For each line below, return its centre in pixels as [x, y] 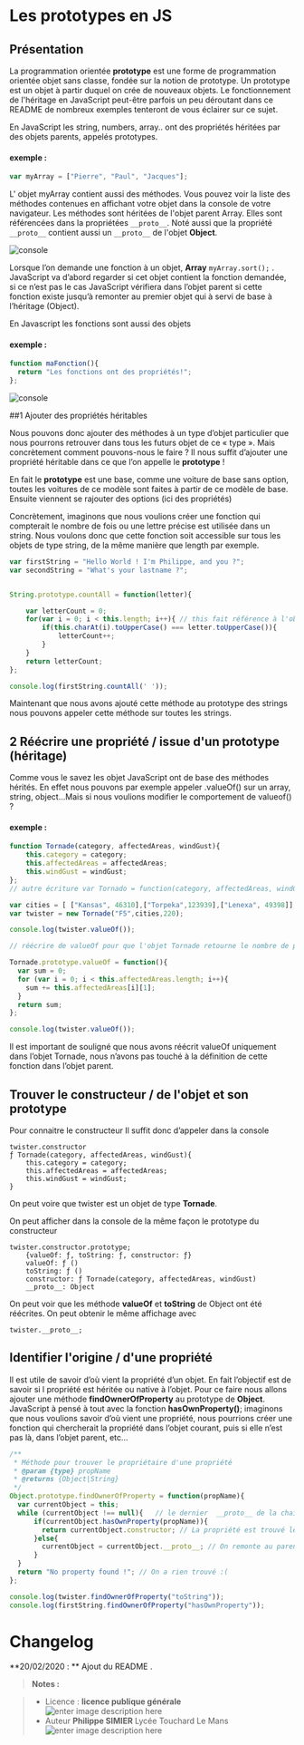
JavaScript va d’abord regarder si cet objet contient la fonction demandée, [148, 277]
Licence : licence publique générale [113, 1701]
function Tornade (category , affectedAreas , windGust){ [115, 847]
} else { [46, 1538]
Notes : [46, 1684]
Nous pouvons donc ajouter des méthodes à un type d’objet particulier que [149, 432]
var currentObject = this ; [68, 1505]
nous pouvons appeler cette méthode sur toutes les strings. [121, 713]
